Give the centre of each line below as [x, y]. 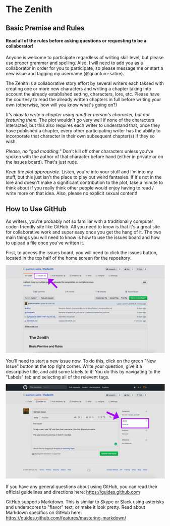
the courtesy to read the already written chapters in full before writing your [83, 99]
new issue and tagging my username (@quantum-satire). [65, 73]
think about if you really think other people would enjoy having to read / [80, 187]
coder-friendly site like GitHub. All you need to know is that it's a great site [83, 226]
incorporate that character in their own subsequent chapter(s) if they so [80, 136]
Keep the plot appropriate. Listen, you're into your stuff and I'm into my [79, 172]
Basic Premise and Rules [45, 28]
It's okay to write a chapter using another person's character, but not [78, 114]
